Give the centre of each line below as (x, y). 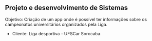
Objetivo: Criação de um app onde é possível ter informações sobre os (76, 19)
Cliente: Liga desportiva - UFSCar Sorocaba (56, 33)
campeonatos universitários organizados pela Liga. (56, 24)
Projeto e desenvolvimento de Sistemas (66, 8)
